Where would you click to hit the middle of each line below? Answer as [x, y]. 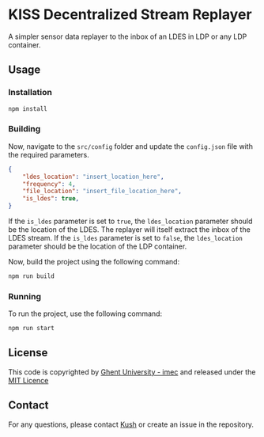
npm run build [32, 276]
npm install [28, 108]
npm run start [32, 329]
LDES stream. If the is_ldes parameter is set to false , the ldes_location [125, 238]
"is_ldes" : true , [51, 199]
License [28, 353]
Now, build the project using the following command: [94, 262]
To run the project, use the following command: [85, 313]
